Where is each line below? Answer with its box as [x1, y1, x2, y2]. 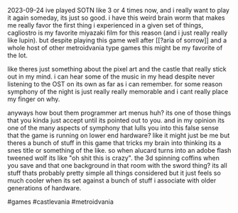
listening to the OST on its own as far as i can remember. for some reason [7, 80, 222, 88]
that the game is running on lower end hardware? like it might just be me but [7, 131, 230, 139]
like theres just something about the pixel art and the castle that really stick [7, 65, 227, 73]
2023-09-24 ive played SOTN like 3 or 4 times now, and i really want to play [7, 6, 229, 14]
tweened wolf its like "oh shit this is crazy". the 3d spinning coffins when [7, 154, 220, 162]
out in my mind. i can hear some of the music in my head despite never [7, 72, 215, 81]
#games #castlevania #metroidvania [7, 197, 114, 206]
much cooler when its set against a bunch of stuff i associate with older [7, 176, 217, 185]
